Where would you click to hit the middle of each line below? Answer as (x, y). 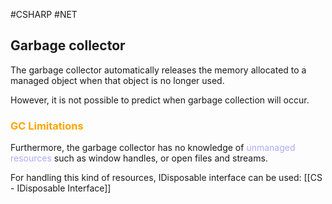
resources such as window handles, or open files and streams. (139, 158)
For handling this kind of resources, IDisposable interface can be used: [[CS (166, 178)
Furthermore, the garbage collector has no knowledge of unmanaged (153, 148)
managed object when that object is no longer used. (117, 80)
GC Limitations (47, 126)
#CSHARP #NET (44, 14)
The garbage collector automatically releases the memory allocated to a (158, 70)
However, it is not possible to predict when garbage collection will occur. (160, 100)
